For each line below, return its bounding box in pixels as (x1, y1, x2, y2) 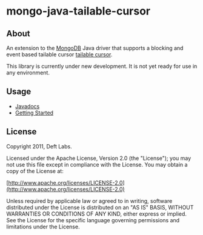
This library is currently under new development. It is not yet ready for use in (6, 62, 198, 70)
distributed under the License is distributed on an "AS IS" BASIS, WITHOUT (6, 204, 194, 211)
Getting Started (15, 109, 53, 116)
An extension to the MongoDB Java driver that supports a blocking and (6, 44, 184, 51)
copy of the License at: (6, 167, 64, 174)
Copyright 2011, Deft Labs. (6, 142, 72, 150)
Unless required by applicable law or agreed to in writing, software (6, 197, 173, 204)
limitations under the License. (6, 223, 80, 230)
